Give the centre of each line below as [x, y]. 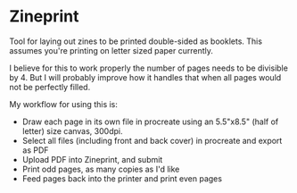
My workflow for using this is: [64, 104]
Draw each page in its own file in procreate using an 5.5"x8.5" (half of [150, 122]
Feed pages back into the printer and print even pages [122, 178]
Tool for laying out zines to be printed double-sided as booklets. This [136, 41]
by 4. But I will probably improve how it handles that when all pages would [145, 77]
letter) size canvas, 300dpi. [72, 130]
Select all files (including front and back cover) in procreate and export [152, 140]
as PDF [35, 150]
